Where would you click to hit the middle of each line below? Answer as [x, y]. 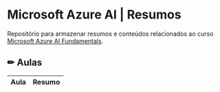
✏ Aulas [25, 63]
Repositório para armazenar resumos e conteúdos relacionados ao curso [110, 34]
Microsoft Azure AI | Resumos [94, 15]
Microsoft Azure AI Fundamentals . [55, 41]
